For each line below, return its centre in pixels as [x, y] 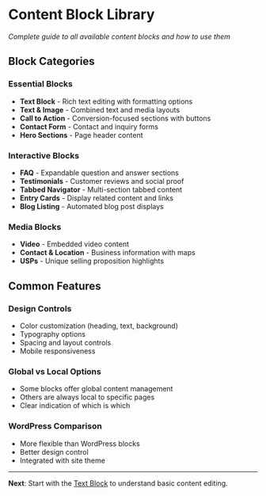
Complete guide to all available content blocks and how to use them [120, 36]
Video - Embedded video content [74, 244]
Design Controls [40, 308]
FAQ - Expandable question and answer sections [99, 173]
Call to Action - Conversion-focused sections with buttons [115, 118]
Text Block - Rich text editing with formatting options [106, 101]
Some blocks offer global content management [96, 389]
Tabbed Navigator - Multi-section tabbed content [101, 189]
